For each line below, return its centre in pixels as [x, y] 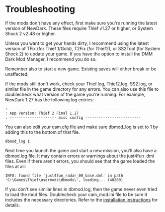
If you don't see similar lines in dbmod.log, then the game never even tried [81, 189]
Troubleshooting [40, 9]
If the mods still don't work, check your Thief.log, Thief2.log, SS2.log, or [79, 84]
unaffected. [17, 74]
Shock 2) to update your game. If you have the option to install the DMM [79, 54]
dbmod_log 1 [17, 141]
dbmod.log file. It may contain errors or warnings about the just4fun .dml [80, 156]
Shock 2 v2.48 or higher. [31, 33]
